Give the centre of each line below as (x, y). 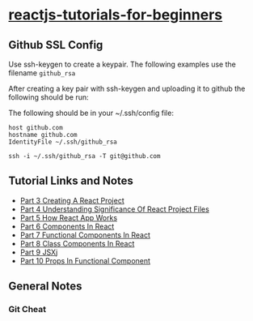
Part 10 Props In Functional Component (85, 260)
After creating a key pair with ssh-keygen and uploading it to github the (127, 88)
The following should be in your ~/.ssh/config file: (91, 113)
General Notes (45, 287)
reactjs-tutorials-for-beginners (116, 15)
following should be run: (48, 97)
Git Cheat (27, 310)
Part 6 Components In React (67, 226)
